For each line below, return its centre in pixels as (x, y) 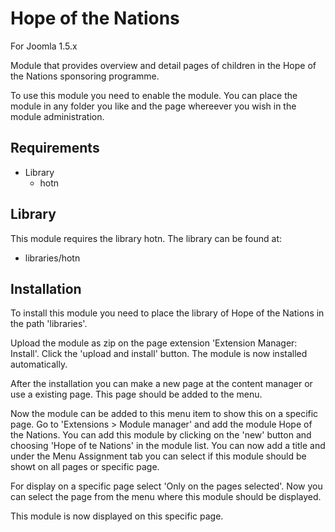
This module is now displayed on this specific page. (117, 516)
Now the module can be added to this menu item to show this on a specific (164, 414)
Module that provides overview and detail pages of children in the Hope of (163, 65)
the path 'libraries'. (49, 324)
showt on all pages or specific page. (85, 467)
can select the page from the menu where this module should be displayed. (166, 497)
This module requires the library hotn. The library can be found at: (146, 238)
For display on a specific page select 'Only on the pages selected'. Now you (166, 486)
